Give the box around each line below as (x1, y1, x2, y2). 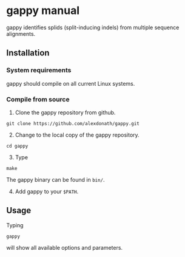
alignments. (6, 30, 36, 37)
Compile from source (6, 95, 70, 103)
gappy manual (6, 4, 80, 18)
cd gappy (6, 143, 29, 149)
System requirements (6, 66, 72, 75)
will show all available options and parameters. (6, 244, 123, 251)
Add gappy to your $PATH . (15, 188, 79, 195)
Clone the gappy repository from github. (15, 109, 116, 116)
